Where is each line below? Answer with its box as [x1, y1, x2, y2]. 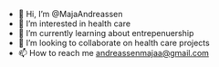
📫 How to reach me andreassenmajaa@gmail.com [17, 48, 210, 58]
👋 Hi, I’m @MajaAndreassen [17, 9, 123, 19]
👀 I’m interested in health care [17, 18, 130, 29]
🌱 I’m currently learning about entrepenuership [17, 28, 194, 38]
